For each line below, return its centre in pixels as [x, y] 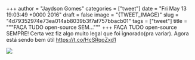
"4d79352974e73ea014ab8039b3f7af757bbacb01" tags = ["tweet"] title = [97, 21]
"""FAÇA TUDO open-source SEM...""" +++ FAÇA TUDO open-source [92, 27]
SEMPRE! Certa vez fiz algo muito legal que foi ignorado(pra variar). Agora [97, 34]
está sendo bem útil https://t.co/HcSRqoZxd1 [61, 40]
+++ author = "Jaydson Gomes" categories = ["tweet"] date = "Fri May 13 [96, 9]
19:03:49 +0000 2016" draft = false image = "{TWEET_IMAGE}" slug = [92, 15]
